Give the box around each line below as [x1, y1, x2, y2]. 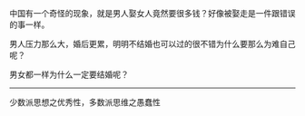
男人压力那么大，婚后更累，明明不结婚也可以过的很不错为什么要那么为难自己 [9, 39, 296, 49]
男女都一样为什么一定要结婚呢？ [9, 69, 129, 80]
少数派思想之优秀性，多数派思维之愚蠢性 [9, 97, 161, 107]
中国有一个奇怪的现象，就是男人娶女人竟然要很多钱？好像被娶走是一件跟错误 [9, 8, 296, 18]
